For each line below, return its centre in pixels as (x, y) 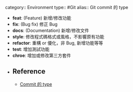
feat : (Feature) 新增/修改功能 (42, 18)
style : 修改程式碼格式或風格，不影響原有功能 (58, 37)
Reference (29, 71)
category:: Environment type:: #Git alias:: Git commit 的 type (67, 7)
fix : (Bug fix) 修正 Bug (35, 24)
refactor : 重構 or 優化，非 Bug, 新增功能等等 (58, 43)
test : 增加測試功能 (31, 49)
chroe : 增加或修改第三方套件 (42, 55)
